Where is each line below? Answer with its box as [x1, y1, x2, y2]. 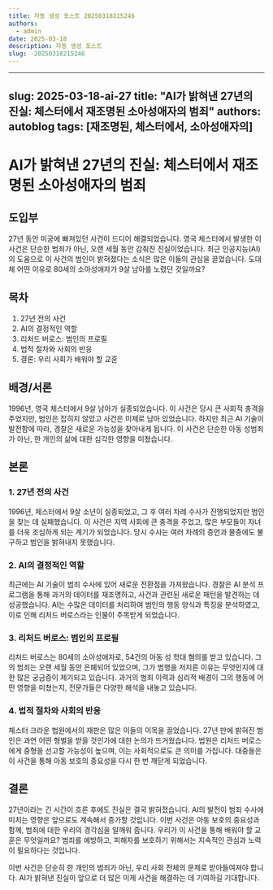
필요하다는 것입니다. [16, 845, 80, 855]
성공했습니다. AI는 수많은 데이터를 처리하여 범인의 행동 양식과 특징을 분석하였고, [8, 600, 260, 609]
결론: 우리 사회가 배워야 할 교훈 [19, 355, 118, 364]
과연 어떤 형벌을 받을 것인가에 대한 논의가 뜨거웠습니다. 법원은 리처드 [23, 735, 240, 745]
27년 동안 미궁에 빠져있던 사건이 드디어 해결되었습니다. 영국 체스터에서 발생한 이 [8, 233, 262, 244]
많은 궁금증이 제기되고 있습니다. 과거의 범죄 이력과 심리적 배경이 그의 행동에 [16, 673, 256, 683]
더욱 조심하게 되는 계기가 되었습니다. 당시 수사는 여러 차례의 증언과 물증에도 [16, 526, 256, 537]
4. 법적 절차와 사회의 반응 [8, 705, 102, 717]
